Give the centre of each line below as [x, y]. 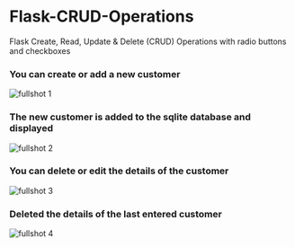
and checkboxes [40, 50]
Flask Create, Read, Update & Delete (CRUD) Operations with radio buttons [148, 41]
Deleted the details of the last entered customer [116, 214]
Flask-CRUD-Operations [102, 17]
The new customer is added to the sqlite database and [130, 117]
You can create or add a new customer [95, 74]
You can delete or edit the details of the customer [119, 171]
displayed [31, 128]
